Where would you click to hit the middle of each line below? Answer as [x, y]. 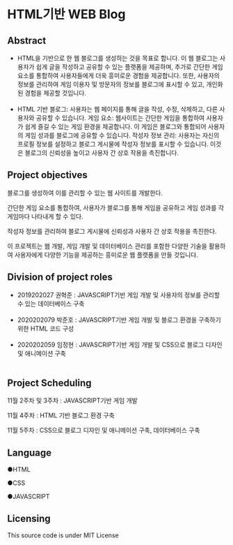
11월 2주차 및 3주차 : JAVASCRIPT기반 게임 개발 [72, 401]
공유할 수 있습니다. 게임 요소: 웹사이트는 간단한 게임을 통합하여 [120, 118]
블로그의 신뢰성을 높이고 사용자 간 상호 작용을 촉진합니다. [102, 153]
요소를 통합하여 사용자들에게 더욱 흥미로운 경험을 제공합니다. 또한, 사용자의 [119, 75]
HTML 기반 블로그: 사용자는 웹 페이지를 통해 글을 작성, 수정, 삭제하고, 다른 [117, 109]
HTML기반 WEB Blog [66, 14]
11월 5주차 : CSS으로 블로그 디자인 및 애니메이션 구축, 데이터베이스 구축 [104, 431]
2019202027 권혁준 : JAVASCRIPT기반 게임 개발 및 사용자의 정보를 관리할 [119, 294]
